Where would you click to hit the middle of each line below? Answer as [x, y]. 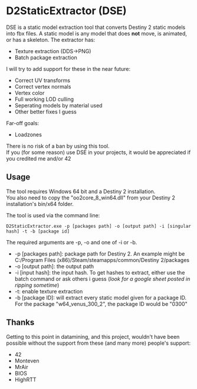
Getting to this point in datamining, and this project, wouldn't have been [93, 336]
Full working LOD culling [44, 99]
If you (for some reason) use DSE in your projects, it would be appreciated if [98, 152]
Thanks [20, 323]
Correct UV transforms [42, 80]
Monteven [27, 361]
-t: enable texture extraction [49, 291]
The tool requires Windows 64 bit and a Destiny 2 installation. [81, 191]
